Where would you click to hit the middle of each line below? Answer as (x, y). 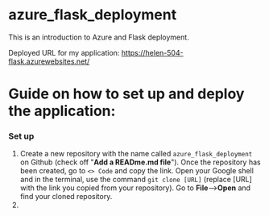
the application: (62, 111)
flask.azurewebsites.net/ (49, 61)
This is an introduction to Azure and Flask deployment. (99, 37)
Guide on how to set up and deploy (126, 94)
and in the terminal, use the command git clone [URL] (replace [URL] (136, 180)
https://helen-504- (152, 52)
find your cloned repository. (66, 197)
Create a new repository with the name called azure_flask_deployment (136, 154)
